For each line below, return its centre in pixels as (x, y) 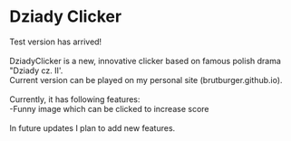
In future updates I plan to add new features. (92, 127)
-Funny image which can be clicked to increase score (109, 108)
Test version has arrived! (56, 42)
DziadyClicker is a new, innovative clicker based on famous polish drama (145, 61)
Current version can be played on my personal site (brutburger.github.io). (146, 80)
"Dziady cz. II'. (36, 70)
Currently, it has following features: (75, 99)
